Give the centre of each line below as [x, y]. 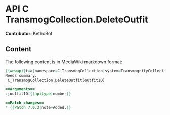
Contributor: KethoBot [29, 33]
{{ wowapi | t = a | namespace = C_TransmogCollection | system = [63, 71]
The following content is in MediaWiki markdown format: [64, 62]
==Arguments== [20, 89]
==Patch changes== [25, 103]
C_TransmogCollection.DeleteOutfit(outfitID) [56, 80]
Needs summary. [21, 75]
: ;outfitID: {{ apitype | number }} [38, 94]
